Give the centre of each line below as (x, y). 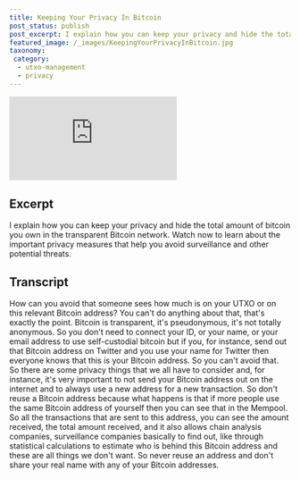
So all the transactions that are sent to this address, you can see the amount (149, 417)
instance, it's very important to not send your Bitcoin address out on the (142, 379)
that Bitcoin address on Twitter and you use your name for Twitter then (139, 350)
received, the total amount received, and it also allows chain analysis (135, 426)
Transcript (39, 282)
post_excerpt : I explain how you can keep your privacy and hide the (142, 34)
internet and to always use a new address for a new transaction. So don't (144, 389)
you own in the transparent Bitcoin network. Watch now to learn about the (145, 235)
